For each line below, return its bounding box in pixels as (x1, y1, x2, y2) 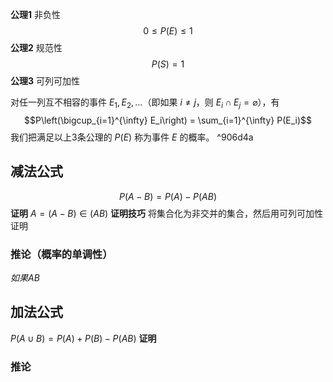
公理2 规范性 (10, 42, 63, 53)
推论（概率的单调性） (10, 247, 113, 261)
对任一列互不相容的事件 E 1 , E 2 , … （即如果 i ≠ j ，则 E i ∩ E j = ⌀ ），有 (10, 96, 280, 110)
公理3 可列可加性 (10, 75, 80, 87)
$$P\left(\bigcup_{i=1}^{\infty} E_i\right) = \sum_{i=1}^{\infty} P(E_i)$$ (24, 114, 312, 126)
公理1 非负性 (10, 9, 61, 20)
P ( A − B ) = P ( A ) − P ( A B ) (118, 190, 218, 202)
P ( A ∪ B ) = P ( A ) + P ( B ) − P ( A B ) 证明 (10, 332, 157, 344)
